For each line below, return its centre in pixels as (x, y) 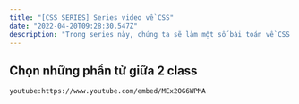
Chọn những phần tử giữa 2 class (103, 70)
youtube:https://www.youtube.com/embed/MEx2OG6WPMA (107, 91)
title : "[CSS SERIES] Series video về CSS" (92, 17)
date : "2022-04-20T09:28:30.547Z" (74, 26)
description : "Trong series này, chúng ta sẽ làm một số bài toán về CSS (150, 34)
